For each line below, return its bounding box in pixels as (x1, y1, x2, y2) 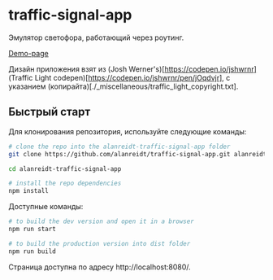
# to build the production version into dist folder (8, 239, 191, 247)
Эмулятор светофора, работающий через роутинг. (8, 33, 184, 42)
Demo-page (8, 48, 49, 58)
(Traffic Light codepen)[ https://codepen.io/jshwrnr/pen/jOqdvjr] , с (8, 72, 231, 82)
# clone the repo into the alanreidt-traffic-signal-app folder (8, 142, 231, 151)
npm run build (8, 247, 57, 256)
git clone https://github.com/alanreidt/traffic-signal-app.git (8, 150, 231, 158)
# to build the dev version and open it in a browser (8, 217, 195, 225)
